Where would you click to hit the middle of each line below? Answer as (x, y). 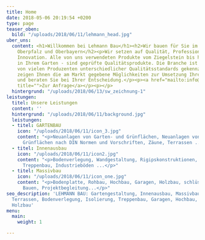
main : (19, 216)
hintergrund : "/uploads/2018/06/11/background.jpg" (79, 114)
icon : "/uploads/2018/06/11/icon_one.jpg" (72, 177)
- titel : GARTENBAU (37, 126)
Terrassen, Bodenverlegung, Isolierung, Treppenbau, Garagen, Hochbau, (105, 199)
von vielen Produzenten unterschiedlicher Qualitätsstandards (98, 69)
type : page (20, 23)
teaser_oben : (23, 29)
